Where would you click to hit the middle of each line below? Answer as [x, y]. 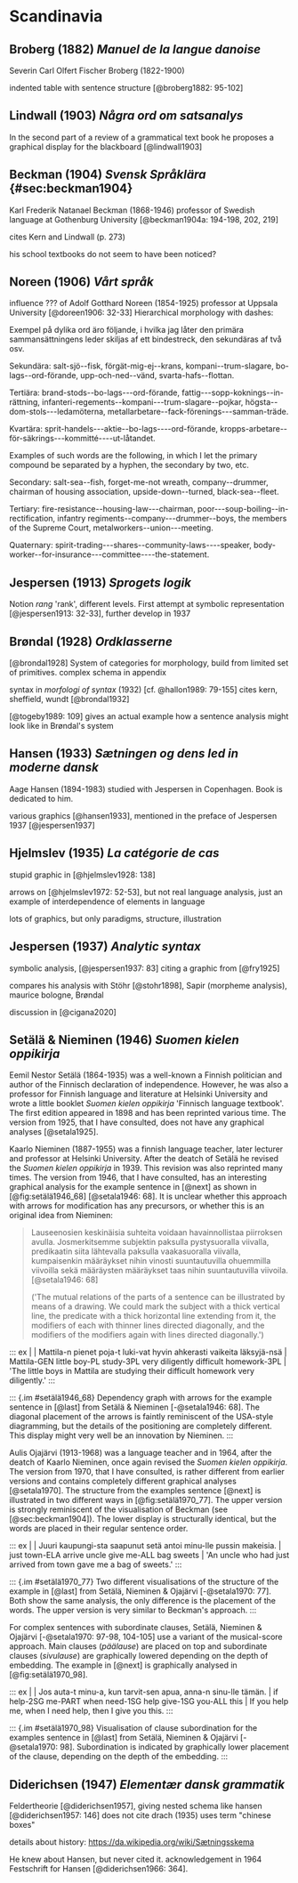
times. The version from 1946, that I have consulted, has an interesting [138, 1177]
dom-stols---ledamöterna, [57, 412]
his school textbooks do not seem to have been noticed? [113, 254]
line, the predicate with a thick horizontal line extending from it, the [153, 1316]
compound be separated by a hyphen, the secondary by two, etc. [129, 465]
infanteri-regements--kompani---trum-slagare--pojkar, [142, 402]
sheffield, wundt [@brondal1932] [69, 699]
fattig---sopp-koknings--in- [233, 392]
